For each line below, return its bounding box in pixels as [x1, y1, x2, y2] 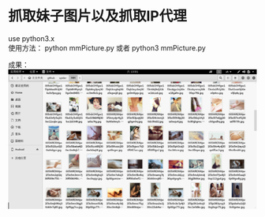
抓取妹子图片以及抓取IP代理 [8, 7, 188, 25]
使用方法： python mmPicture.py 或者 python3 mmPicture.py [8, 43, 207, 52]
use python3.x [8, 33, 55, 43]
